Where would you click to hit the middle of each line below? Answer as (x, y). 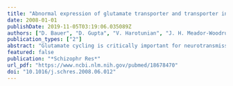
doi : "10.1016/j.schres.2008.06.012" (62, 71)
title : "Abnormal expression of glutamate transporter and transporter (113, 14)
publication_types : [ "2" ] (44, 40)
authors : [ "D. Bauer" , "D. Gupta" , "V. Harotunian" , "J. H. (96, 33)
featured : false (31, 53)
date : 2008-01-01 (32, 20)
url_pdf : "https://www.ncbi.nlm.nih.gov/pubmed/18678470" (93, 65)
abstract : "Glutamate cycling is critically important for (94, 46)
